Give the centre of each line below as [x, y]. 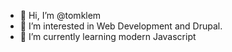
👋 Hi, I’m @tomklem [60, 15]
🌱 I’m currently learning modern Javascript [108, 36]
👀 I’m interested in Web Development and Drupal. [121, 26]
